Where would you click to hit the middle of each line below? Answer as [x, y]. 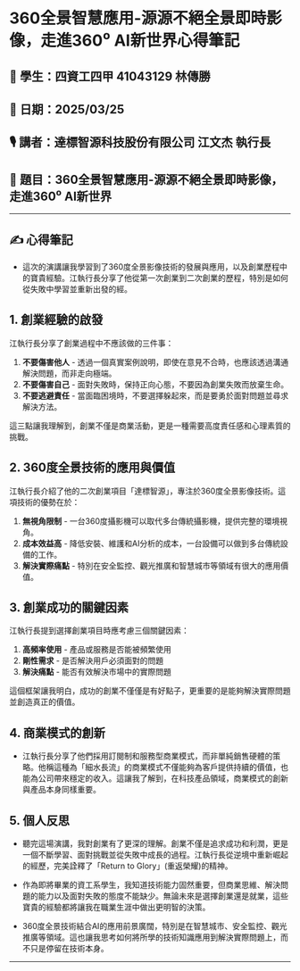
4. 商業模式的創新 [57, 733]
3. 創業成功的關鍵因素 [69, 607]
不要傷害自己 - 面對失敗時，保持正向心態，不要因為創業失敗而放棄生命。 [155, 384]
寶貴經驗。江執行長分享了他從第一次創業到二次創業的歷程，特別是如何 [159, 278]
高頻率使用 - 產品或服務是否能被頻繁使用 [97, 650]
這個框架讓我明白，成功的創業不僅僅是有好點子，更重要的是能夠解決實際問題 [150, 691]
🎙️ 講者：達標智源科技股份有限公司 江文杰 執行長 [140, 142]
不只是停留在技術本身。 [65, 949]
